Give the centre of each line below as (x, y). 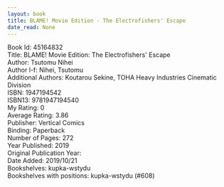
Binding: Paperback (36, 130)
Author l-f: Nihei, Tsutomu (46, 70)
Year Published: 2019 (38, 146)
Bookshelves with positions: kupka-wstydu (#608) (81, 176)
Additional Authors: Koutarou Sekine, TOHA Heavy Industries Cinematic (112, 78)
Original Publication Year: (44, 153)
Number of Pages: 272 (41, 138)
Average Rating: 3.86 (38, 115)
